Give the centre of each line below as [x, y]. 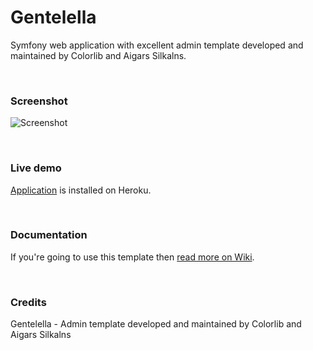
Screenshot [39, 101]
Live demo [36, 168]
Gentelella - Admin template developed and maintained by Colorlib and [156, 324]
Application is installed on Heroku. [81, 190]
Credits [28, 302]
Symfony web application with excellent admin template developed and [157, 45]
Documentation [49, 235]
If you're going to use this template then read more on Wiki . [132, 257]
